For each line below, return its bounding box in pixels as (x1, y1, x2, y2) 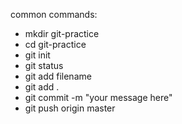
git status (24, 60, 64, 71)
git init (24, 49, 51, 61)
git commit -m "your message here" (24, 92, 173, 103)
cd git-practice (24, 39, 87, 50)
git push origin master (24, 102, 116, 114)
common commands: (10, 9, 98, 20)
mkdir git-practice (24, 28, 100, 39)
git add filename (24, 70, 92, 82)
